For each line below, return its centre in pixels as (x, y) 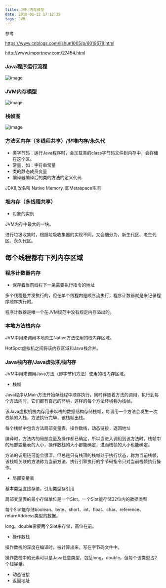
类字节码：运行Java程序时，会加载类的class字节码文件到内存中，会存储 (85, 153)
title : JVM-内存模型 (25, 10)
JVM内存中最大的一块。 (29, 224)
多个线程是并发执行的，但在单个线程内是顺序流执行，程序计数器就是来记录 (81, 295)
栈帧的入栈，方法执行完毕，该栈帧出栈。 (46, 418)
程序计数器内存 (23, 273)
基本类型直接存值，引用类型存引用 (40, 489)
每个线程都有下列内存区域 (44, 258)
